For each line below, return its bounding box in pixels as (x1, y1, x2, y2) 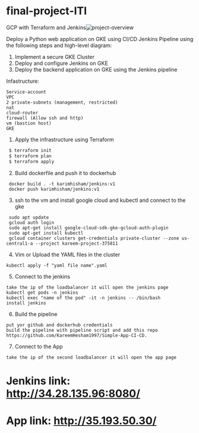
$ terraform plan (8, 153, 52, 159)
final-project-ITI (6, 4, 87, 18)
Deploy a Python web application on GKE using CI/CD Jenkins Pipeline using (6, 35, 194, 42)
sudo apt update (8, 214, 49, 220)
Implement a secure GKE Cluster (14, 53, 95, 60)
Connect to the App (14, 342, 64, 350)
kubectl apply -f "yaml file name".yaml (6, 262, 108, 269)
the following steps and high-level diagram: (6, 42, 112, 49)
